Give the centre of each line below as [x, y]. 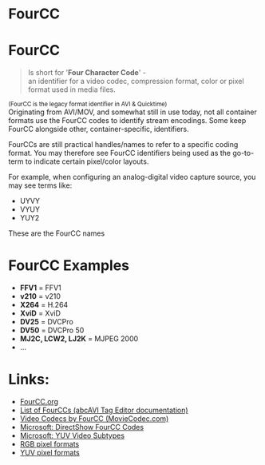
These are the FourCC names [57, 233]
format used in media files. [71, 89]
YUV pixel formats [49, 453]
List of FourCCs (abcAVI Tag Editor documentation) [104, 410]
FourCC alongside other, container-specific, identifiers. [99, 129]
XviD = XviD [40, 313]
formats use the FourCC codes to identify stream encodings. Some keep [127, 121]
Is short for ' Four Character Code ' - [87, 73]
